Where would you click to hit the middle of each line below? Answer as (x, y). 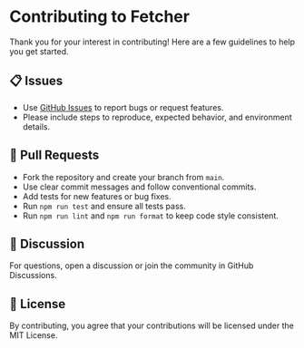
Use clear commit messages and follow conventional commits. (139, 187)
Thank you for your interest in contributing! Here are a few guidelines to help (152, 42)
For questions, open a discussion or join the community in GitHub (132, 266)
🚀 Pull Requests (54, 155)
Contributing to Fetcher (100, 17)
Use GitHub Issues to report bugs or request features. (123, 107)
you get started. (39, 51)
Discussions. (33, 275)
